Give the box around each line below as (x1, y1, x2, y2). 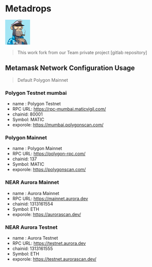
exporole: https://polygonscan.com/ (12, 167, 86, 173)
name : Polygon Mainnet (12, 145, 62, 151)
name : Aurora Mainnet (12, 190, 60, 196)
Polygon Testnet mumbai (5, 89, 67, 96)
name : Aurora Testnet (12, 235, 58, 241)
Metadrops (5, 3, 52, 14)
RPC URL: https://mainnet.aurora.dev (12, 196, 88, 201)
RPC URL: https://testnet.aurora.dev (12, 240, 86, 246)
